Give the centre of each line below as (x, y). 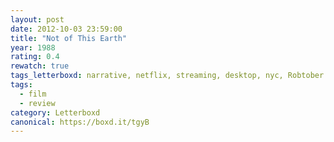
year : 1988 (33, 47)
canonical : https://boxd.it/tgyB (80, 122)
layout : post (37, 19)
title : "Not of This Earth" (69, 38)
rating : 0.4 (35, 57)
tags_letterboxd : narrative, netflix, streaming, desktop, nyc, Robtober (167, 76)
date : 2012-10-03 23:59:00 (66, 29)
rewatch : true (40, 66)
